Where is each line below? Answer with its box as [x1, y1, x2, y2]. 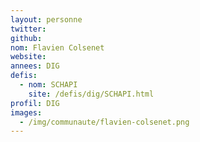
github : [10, 33, 43, 43]
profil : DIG [10, 98, 60, 108]
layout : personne [10, 14, 83, 25]
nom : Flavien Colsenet [10, 42, 105, 53]
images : [10, 107, 43, 118]
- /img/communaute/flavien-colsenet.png [19, 117, 190, 127]
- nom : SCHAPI [19, 80, 78, 90]
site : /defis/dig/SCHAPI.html [28, 89, 155, 99]
